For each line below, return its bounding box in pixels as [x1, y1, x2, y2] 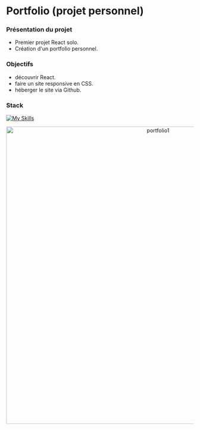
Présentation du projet [6, 26, 73, 34]
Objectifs [6, 60, 34, 68]
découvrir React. [14, 73, 56, 81]
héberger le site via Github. [14, 86, 82, 93]
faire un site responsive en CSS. [14, 80, 93, 87]
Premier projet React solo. [14, 39, 79, 46]
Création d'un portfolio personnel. [14, 45, 98, 52]
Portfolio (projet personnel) [6, 4, 144, 18]
